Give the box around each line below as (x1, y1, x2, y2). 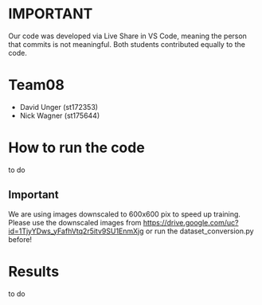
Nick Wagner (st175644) (19, 111, 100, 120)
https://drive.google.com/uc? (143, 217, 239, 227)
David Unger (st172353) (19, 102, 98, 111)
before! (8, 234, 33, 244)
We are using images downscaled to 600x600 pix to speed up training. (8, 209, 241, 219)
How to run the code (8, 139, 145, 157)
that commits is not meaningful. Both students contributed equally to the (8, 39, 245, 49)
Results (8, 262, 60, 280)
